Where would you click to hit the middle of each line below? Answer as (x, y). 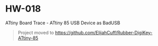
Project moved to (36, 32)
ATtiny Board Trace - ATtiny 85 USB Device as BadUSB (63, 23)
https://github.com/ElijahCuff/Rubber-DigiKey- (104, 32)
